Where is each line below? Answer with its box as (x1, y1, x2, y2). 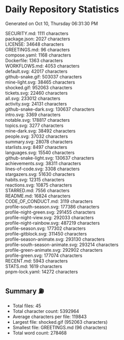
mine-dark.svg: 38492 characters (5, 127, 76, 134)
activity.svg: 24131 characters (5, 100, 67, 107)
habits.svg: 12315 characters (5, 176, 65, 182)
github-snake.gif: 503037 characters (5, 73, 82, 80)
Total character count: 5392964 (12, 308, 79, 314)
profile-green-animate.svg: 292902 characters (5, 247, 103, 253)
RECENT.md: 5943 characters (5, 257, 68, 264)
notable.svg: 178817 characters (5, 117, 70, 123)
